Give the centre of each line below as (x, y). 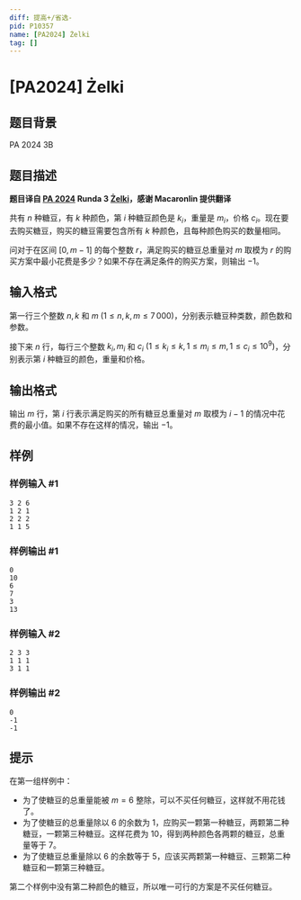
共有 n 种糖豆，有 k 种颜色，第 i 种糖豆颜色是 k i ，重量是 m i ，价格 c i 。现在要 (149, 219)
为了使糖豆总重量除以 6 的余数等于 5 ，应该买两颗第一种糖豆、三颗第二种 (156, 857)
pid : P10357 (31, 26)
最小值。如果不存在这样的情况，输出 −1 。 (101, 425)
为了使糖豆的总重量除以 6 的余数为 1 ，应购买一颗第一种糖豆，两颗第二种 (155, 823)
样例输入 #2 (35, 634)
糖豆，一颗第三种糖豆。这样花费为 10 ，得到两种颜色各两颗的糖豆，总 (150, 834)
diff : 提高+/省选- (41, 18)
